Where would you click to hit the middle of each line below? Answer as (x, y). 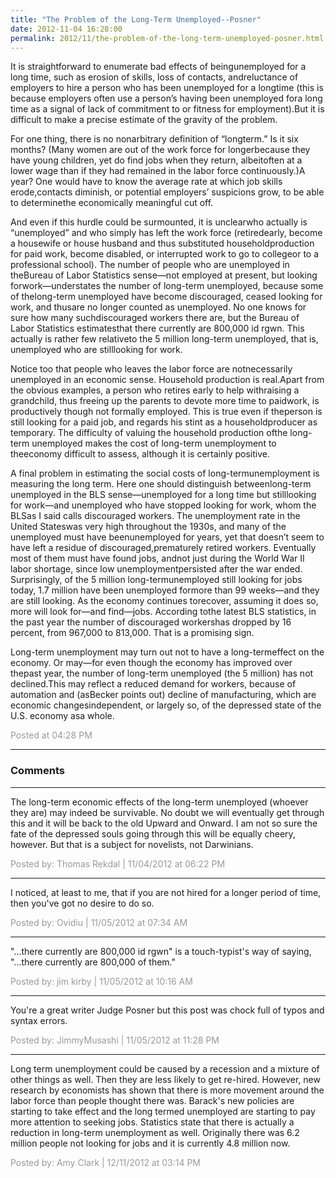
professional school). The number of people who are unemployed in (150, 265)
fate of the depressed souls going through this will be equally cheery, (153, 833)
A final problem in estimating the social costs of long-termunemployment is (165, 473)
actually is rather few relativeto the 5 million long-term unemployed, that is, (164, 339)
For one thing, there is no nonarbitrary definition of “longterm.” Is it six (154, 139)
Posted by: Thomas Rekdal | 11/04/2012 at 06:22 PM (118, 863)
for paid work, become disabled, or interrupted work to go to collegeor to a (165, 254)
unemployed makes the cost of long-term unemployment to (154, 443)
